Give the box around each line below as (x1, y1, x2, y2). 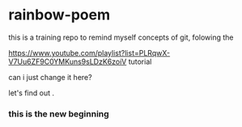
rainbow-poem (8, 6, 111, 24)
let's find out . (8, 87, 55, 98)
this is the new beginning (8, 108, 109, 119)
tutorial (128, 57, 152, 66)
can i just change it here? (8, 72, 92, 82)
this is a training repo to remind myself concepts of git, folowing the (8, 32, 234, 42)
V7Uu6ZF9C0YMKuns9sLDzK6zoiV (8, 57, 127, 66)
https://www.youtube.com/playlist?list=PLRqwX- (8, 48, 171, 57)
